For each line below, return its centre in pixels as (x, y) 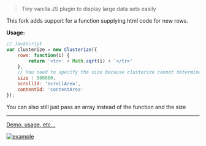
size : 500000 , (37, 78)
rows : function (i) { (44, 55)
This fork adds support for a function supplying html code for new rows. (97, 21)
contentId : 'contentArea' (51, 90)
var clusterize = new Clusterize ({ (52, 49)
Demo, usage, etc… (31, 125)
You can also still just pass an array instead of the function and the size (96, 107)
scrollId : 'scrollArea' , (49, 84)
